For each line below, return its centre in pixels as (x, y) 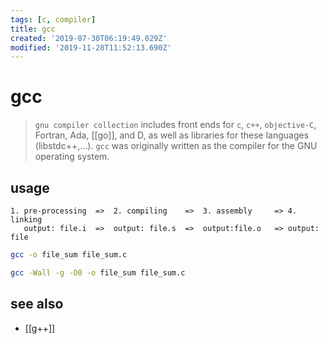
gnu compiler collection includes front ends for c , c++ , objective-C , (175, 125)
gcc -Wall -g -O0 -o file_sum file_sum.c (98, 272)
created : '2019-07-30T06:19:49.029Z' (89, 38)
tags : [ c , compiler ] (53, 19)
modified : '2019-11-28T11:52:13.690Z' (91, 47)
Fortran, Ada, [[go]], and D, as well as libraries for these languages (172, 135)
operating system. (72, 157)
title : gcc (33, 29)
